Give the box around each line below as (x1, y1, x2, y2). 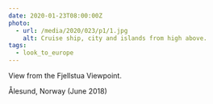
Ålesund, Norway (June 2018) (8, 86, 107, 96)
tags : (8, 42, 27, 50)
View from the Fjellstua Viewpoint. (8, 71, 123, 80)
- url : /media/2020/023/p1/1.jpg (15, 26, 128, 34)
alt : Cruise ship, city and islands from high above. (23, 34, 207, 42)
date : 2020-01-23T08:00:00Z (8, 11, 103, 20)
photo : (8, 19, 31, 27)
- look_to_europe (15, 49, 74, 57)
